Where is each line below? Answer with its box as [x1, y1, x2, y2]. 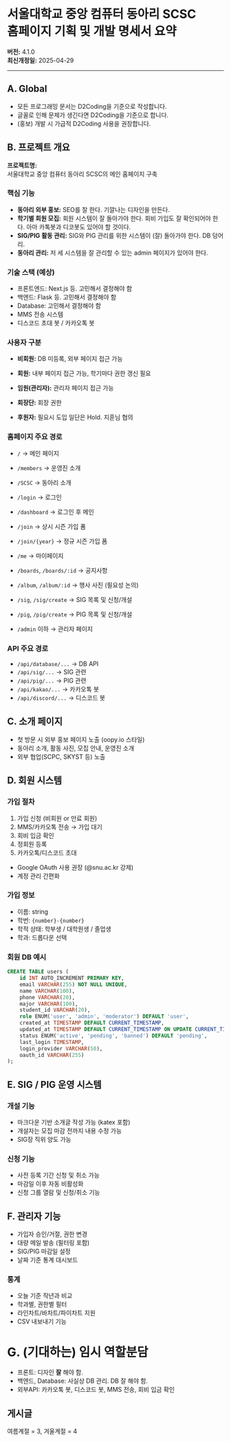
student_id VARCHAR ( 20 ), [19, 1007, 91, 1014]
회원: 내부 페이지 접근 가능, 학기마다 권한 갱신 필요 [16, 369, 151, 377]
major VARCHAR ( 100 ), [19, 1000, 78, 1007]
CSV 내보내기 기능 [16, 1317, 67, 1326]
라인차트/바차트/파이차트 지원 [16, 1309, 96, 1317]
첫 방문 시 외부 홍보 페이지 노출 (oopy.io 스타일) [16, 735, 145, 744]
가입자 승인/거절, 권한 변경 [16, 1230, 88, 1238]
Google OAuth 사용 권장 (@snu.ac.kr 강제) [16, 863, 134, 871]
